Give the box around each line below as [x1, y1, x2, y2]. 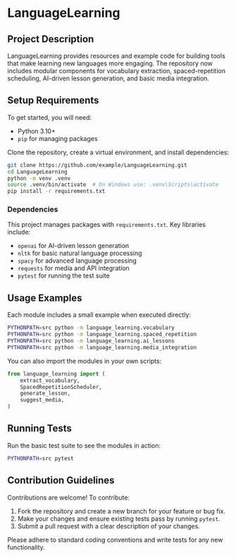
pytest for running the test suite [17, 271, 111, 280]
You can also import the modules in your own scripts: [7, 356, 162, 365]
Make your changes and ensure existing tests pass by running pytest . [17, 514, 221, 523]
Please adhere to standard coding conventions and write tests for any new [7, 535, 223, 544]
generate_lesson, [20, 390, 71, 397]
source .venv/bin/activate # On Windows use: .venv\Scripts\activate [7, 181, 219, 188]
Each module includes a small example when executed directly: [7, 311, 192, 319]
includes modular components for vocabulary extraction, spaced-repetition [7, 67, 225, 75]
